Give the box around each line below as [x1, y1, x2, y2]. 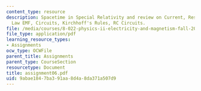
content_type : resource [6, 8, 66, 15]
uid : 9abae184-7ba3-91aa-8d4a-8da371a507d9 [6, 75, 117, 81]
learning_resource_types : [6, 37, 71, 43]
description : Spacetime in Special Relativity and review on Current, [6, 14, 186, 20]
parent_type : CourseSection [6, 59, 77, 65]
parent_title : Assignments [6, 53, 74, 59]
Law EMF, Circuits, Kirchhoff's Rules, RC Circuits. [11, 20, 146, 26]
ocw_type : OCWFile [6, 48, 52, 54]
